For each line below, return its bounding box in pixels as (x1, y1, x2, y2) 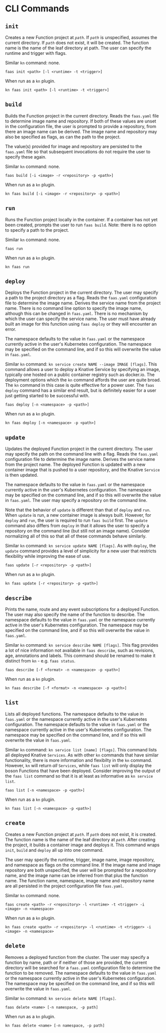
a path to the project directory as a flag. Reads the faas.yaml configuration (5, 295, 157, 301)
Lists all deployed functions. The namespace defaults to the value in (5, 711, 144, 717)
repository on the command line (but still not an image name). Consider (5, 528, 150, 534)
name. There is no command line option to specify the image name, (5, 305, 142, 311)
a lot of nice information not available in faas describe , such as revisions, (5, 648, 155, 654)
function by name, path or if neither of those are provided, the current (5, 959, 147, 965)
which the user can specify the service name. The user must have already (5, 316, 156, 322)
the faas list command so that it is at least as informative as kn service (5, 773, 153, 779)
